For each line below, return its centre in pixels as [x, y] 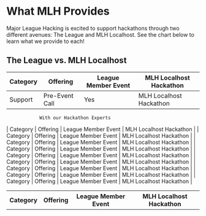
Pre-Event [58, 95]
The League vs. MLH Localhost [67, 60]
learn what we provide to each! [45, 41]
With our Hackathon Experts [75, 117]
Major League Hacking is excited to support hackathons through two [93, 28]
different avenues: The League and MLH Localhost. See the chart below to [101, 34]
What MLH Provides [58, 11]
